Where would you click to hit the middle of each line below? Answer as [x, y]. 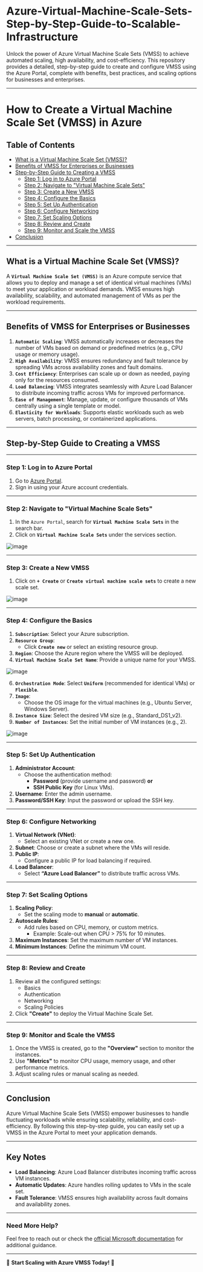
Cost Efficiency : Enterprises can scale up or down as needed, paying [102, 373]
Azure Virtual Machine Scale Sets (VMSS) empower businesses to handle [98, 1113]
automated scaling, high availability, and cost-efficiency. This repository [96, 60]
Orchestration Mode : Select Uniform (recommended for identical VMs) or [105, 683]
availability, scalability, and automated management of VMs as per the [93, 295]
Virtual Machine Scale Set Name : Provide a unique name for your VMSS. [105, 660]
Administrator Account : [45, 768]
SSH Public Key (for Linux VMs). [73, 787]
